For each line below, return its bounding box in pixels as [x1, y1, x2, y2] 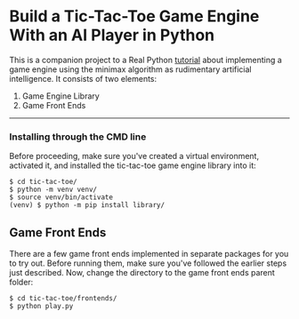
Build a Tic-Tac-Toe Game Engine [9, 6, 260, 27]
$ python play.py [9, 302, 74, 311]
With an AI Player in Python [9, 25, 215, 45]
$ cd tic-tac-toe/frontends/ [9, 294, 117, 303]
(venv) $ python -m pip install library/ [9, 201, 166, 210]
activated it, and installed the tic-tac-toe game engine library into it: [9, 160, 256, 171]
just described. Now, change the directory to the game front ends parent [9, 267, 276, 278]
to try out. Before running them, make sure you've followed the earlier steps [9, 258, 287, 268]
